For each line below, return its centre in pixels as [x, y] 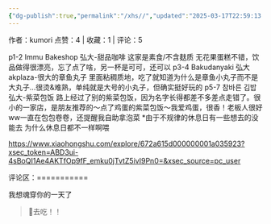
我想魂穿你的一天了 [40, 194]
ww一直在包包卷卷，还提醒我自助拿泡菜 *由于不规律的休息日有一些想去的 [130, 117]
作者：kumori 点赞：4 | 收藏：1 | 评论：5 [75, 39]
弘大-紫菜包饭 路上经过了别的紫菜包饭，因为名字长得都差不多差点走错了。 [131, 97]
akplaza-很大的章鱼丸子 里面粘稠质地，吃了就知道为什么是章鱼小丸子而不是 [133, 77]
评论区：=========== [48, 177]
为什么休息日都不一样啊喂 [67, 127]
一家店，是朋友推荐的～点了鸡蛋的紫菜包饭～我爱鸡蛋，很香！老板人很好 [142, 107]
